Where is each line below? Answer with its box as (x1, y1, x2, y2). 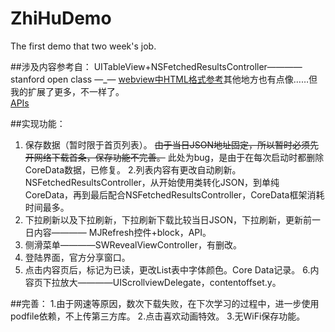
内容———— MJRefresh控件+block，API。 (33, 226, 212, 238)
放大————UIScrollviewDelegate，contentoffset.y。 (59, 276, 282, 288)
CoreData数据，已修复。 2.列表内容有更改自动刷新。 (24, 163, 242, 176)
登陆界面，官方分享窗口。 (24, 251, 131, 263)
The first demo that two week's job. (10, 40, 157, 52)
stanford (10, 73, 45, 85)
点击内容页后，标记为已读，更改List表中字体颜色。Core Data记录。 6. (24, 263, 311, 276)
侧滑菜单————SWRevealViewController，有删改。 (24, 238, 242, 251)
